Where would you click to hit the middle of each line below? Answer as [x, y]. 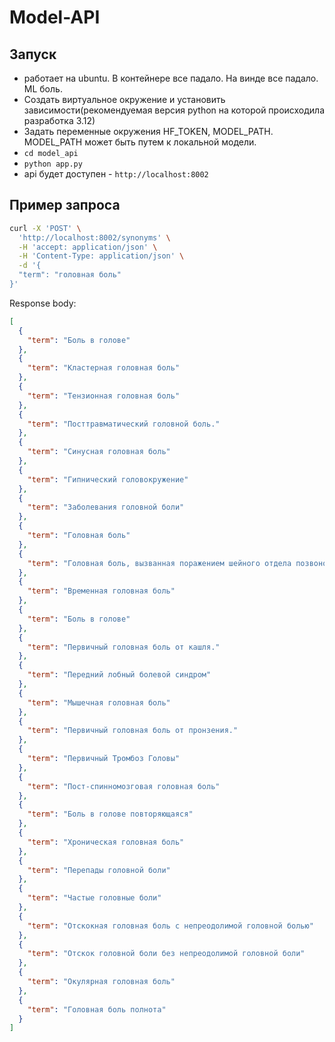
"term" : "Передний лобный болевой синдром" [119, 675]
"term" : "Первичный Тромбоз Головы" [104, 759]
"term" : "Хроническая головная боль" [106, 842]
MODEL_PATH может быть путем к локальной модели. [140, 142]
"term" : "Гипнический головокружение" [108, 479]
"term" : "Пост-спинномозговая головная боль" [124, 786]
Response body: [43, 303]
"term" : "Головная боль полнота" [97, 1009]
